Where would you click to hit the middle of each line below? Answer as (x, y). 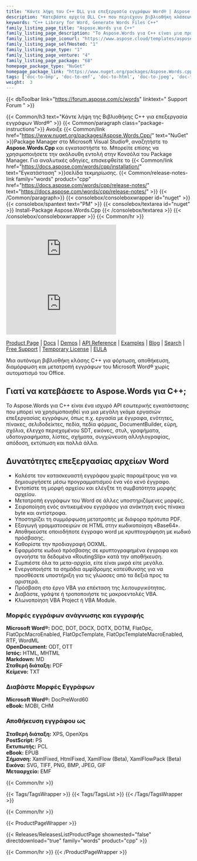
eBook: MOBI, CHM (30, 706)
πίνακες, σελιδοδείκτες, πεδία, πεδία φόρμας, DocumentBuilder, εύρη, (92, 424)
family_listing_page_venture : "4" (48, 55)
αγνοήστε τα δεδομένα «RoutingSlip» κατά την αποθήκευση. (89, 556)
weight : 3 (19, 83)
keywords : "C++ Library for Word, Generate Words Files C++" (82, 22)
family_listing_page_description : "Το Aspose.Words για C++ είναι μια (94, 33)
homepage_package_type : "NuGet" (45, 66)
